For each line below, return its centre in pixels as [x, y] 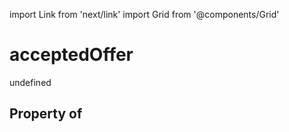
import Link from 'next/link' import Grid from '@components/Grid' [144, 14]
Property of [46, 114]
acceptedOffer [71, 55]
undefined [30, 82]
